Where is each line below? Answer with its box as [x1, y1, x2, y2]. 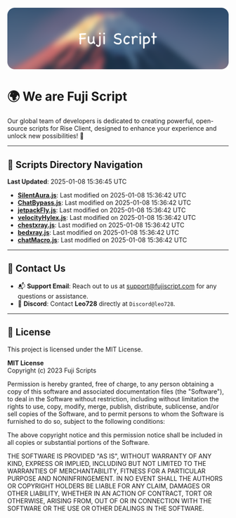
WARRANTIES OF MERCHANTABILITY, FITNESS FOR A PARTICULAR [7, 467, 206, 475]
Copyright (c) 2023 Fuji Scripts [7, 366, 97, 375]
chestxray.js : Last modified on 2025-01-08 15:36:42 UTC [17, 221, 185, 229]
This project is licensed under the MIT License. [7, 345, 143, 354]
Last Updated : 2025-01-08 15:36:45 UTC [7, 177, 127, 186]
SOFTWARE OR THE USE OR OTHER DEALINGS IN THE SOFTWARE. [7, 504, 204, 512]
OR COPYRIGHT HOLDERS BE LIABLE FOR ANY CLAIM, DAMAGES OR [7, 481, 211, 490]
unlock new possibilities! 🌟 [7, 131, 84, 141]
